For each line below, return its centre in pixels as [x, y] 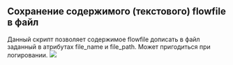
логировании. [28, 55]
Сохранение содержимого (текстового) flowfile [117, 12]
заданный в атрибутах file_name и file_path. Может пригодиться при [109, 46]
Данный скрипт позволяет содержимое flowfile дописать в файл [104, 39]
